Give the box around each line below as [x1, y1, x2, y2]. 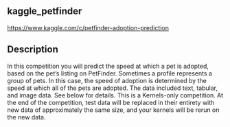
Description [7, 44, 58, 56]
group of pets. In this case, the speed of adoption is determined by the [7, 76, 207, 84]
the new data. [7, 113, 46, 121]
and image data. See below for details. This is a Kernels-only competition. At [7, 91, 223, 99]
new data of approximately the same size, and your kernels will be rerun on [7, 106, 220, 114]
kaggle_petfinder [7, 5, 82, 17]
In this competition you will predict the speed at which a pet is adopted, [7, 62, 209, 70]
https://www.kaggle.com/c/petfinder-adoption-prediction [7, 23, 170, 32]
